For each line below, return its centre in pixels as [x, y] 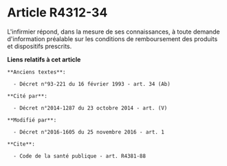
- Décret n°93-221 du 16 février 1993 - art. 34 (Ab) [92, 84]
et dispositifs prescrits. [40, 46]
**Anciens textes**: [37, 72]
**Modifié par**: [32, 120]
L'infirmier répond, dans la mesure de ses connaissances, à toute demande [113, 32]
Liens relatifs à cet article [44, 59]
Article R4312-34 [57, 13]
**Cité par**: [28, 96]
